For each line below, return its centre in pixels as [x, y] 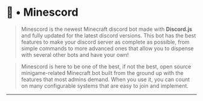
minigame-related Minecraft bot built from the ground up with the [102, 73]
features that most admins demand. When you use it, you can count [105, 79]
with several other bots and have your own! [75, 54]
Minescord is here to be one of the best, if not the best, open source [106, 67]
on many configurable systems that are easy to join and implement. [105, 86]
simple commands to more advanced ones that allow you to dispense [107, 48]
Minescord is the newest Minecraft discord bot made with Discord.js [106, 29]
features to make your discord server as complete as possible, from [105, 42]
